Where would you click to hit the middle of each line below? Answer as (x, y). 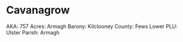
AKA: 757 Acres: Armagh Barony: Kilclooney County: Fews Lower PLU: (92, 26)
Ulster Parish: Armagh (33, 32)
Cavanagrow (38, 10)
